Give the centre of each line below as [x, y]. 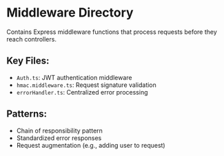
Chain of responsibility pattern [59, 130]
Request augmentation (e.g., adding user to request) [91, 145]
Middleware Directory [70, 13]
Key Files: [28, 61]
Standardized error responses [59, 138]
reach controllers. [31, 39]
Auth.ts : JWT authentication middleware [74, 77]
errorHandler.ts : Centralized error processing [82, 92]
